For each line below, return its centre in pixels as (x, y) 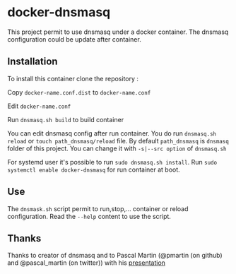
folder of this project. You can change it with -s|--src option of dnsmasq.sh (117, 148)
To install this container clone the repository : (73, 78)
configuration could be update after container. (74, 39)
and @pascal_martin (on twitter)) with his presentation (87, 263)
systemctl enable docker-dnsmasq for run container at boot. (94, 169)
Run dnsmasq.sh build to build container (66, 119)
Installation (33, 62)
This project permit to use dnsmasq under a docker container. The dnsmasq (118, 32)
